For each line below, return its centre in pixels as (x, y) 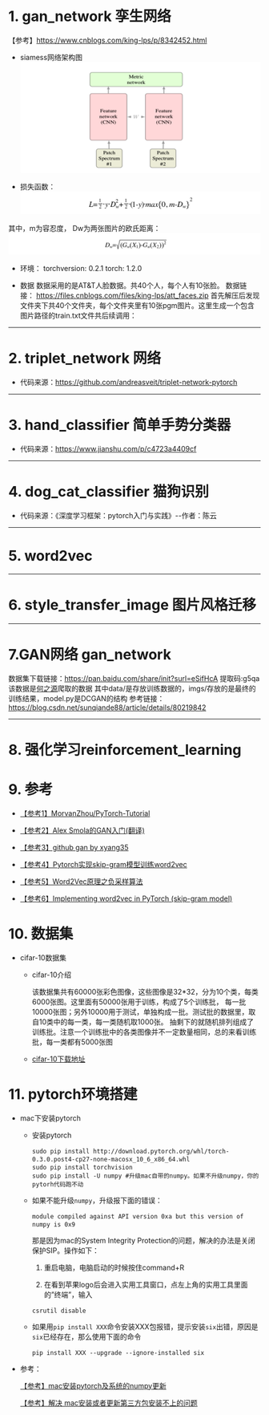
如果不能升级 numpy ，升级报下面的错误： (97, 1200)
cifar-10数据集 (43, 957)
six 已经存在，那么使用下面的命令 (86, 1336)
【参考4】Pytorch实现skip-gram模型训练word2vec (103, 864)
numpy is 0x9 (54, 1224)
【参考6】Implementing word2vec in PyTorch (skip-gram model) (126, 898)
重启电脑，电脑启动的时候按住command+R (114, 1267)
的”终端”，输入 (68, 1294)
